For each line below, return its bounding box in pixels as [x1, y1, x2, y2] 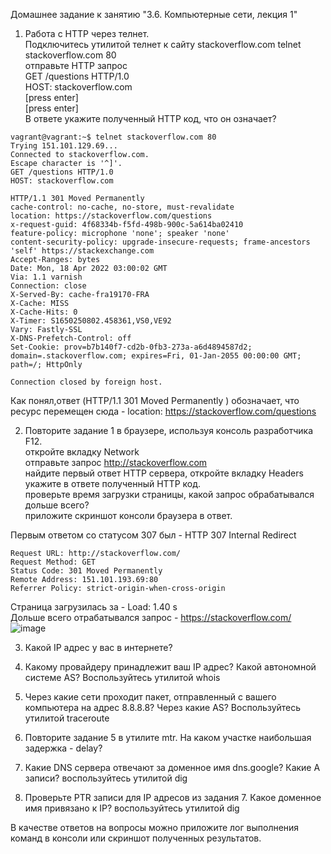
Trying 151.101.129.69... [10, 141, 118, 151]
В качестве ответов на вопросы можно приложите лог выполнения [10, 822, 300, 833]
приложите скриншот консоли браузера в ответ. [24, 510, 233, 521]
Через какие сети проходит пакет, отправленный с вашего [24, 691, 277, 703]
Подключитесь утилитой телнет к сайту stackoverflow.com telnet [24, 39, 302, 50]
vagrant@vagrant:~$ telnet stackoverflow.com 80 [10, 132, 217, 142]
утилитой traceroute [24, 712, 110, 724]
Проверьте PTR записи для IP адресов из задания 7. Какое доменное [24, 792, 322, 803]
